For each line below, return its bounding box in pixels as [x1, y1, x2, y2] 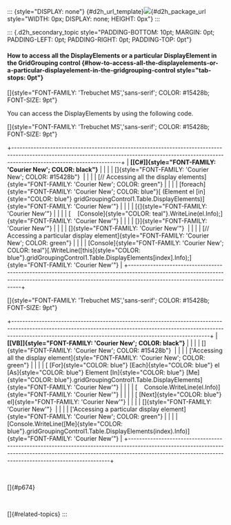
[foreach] [179, 180, 206, 189]
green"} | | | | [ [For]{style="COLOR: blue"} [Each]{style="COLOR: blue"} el [7, 361, 220, 370]
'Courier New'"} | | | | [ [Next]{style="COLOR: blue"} [73, 390, 222, 399]
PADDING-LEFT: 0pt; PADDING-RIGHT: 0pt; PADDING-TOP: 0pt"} [7, 35, 192, 44]
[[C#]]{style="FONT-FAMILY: [130, 158, 216, 166]
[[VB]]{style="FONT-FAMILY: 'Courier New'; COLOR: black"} [7, 339, 185, 347]
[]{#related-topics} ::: [7, 510, 68, 518]
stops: [7, 73, 26, 82]
